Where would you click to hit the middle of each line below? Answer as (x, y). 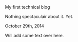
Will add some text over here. (35, 35)
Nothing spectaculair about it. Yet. (39, 16)
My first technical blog (28, 7)
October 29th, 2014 (25, 26)
